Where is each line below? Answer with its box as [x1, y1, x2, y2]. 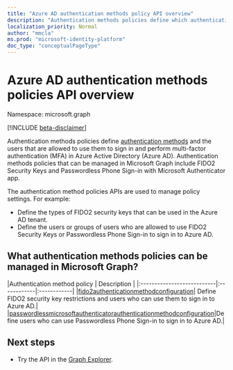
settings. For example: [7, 194, 71, 203]
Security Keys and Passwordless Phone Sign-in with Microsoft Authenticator [7, 166, 226, 174]
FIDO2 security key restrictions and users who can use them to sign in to [7, 294, 215, 303]
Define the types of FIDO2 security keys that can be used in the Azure [17, 208, 218, 216]
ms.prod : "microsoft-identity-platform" [7, 36, 126, 43]
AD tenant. [17, 215, 49, 224]
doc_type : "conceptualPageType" [7, 42, 101, 49]
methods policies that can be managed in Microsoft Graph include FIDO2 [7, 159, 216, 167]
